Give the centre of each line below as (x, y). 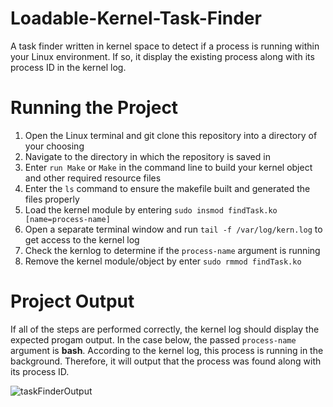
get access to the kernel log (82, 239)
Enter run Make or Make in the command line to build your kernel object (168, 167)
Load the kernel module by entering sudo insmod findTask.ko (151, 209)
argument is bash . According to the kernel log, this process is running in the (167, 350)
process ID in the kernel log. (68, 67)
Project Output (72, 301)
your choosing (54, 146)
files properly (52, 199)
